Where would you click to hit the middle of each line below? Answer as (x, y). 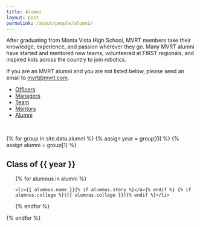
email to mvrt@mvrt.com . (38, 78)
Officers (25, 90)
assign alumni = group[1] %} (41, 145)
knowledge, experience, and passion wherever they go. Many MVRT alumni (100, 47)
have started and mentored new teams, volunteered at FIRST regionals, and (100, 53)
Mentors (25, 109)
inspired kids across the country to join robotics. (66, 60)
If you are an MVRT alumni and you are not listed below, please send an (95, 71)
